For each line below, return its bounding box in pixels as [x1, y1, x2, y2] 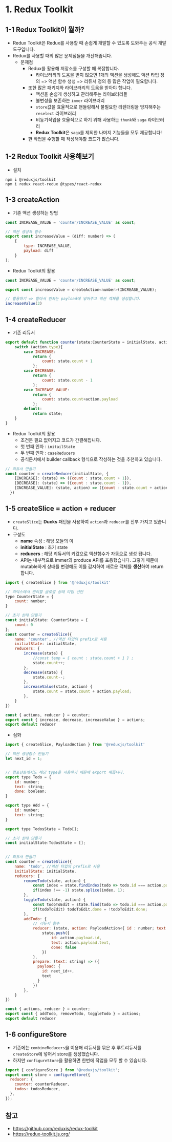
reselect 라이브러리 [35, 110, 76, 116]
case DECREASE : [24, 368, 56, 373]
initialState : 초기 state [20, 544, 68, 550]
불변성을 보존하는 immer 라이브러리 [35, 97, 105, 103]
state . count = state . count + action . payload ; [32, 689, 132, 694]
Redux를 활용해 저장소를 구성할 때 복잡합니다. [28, 66, 119, 71]
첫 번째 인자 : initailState [20, 443, 75, 449]
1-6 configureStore [5, 1030, 67, 1039]
